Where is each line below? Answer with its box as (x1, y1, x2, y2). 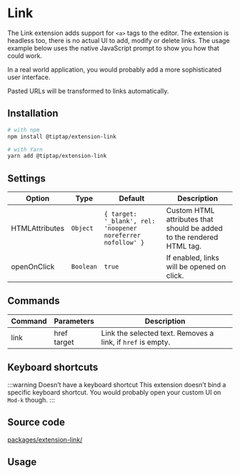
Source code (7, 416, 66, 429)
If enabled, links (166, 253, 219, 263)
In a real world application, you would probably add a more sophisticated (7, 65, 222, 74)
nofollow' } (104, 239, 145, 247)
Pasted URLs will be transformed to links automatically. (7, 86, 169, 95)
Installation (7, 107, 59, 119)
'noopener (104, 224, 138, 233)
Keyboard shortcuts (7, 361, 99, 374)
